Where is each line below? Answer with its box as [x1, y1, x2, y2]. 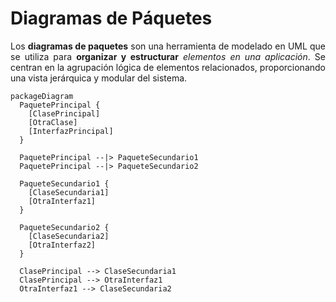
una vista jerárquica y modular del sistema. [10, 72, 188, 84]
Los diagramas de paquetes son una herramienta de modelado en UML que [10, 40, 327, 52]
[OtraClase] [28, 117, 78, 127]
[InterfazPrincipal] [28, 126, 114, 136]
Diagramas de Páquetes [10, 7, 213, 30]
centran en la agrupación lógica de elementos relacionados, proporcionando [10, 61, 326, 73]
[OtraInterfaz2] [28, 240, 97, 250]
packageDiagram [10, 91, 74, 101]
